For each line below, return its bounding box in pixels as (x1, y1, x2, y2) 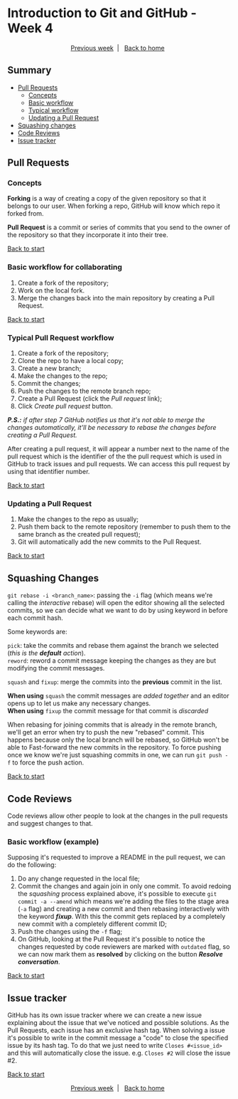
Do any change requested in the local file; (17, 874, 140, 883)
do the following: (7, 861, 57, 869)
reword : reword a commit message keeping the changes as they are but (7, 656, 217, 665)
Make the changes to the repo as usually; (17, 515, 139, 524)
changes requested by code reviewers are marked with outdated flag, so (17, 942, 230, 951)
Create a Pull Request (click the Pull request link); (17, 394, 162, 403)
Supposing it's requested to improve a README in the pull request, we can (7, 853, 226, 862)
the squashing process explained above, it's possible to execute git (17, 890, 217, 898)
